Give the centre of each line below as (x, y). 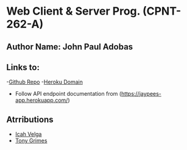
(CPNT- (162, 11)
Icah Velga (28, 134)
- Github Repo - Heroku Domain (45, 82)
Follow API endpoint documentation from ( (68, 94)
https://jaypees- (141, 94)
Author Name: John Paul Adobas (70, 47)
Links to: (23, 67)
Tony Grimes (31, 141)
